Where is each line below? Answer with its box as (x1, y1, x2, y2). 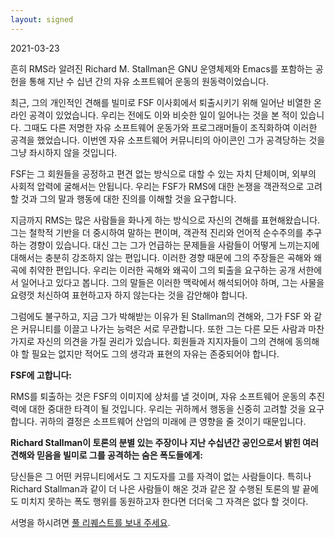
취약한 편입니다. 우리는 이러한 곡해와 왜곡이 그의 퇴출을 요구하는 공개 (28, 264, 296, 276)
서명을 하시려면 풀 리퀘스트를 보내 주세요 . (10, 516, 171, 528)
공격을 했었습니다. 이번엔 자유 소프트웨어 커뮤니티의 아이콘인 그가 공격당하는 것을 (10, 134, 326, 146)
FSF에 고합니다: (10, 369, 72, 381)
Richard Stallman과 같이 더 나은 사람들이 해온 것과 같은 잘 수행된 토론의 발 (10, 482, 301, 495)
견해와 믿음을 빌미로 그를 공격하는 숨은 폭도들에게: (10, 449, 203, 461)
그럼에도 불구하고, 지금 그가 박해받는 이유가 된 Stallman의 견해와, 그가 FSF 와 (10, 310, 312, 322)
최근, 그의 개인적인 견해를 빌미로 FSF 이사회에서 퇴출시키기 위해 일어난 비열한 (10, 96, 312, 108)
